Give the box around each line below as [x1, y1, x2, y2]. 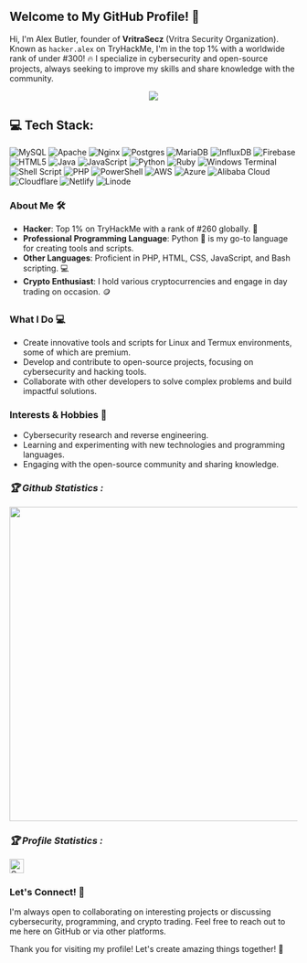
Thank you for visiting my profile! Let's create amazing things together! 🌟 [9, 944, 284, 955]
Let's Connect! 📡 [9, 886, 85, 899]
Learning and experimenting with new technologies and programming [22, 439, 286, 450]
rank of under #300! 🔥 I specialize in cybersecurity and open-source [9, 52, 269, 64]
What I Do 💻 [9, 313, 66, 326]
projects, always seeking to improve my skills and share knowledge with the [9, 63, 295, 74]
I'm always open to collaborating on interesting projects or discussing [9, 906, 271, 917]
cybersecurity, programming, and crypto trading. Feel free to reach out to [9, 916, 286, 927]
